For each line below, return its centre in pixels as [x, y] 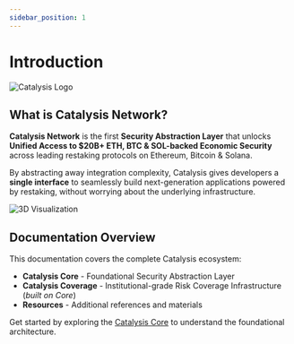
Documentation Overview [82, 237]
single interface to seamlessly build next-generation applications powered [147, 182]
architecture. [33, 331]
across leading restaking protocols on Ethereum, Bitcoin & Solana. [131, 155]
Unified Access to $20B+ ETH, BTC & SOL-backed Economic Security [141, 146]
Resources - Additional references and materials [112, 305]
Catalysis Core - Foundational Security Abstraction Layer [129, 276]
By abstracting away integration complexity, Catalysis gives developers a [144, 173]
